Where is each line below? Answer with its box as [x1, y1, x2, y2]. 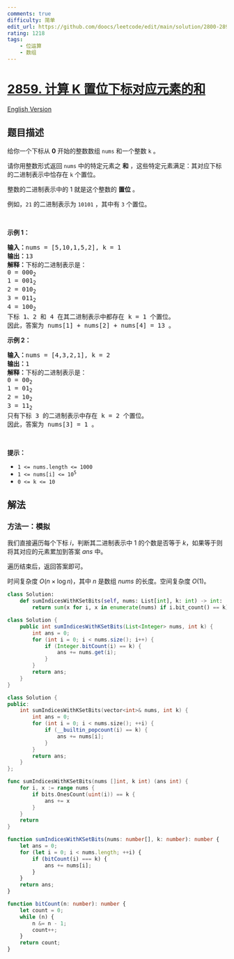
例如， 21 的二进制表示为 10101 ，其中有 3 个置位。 [7, 199, 151, 208]
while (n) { [19, 913, 54, 921]
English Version [7, 105, 52, 113]
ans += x [44, 797, 70, 804]
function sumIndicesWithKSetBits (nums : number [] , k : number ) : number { [7, 836, 219, 843]
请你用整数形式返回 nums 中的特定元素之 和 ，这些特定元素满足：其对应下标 [7, 161, 222, 169]
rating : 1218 [7, 29, 45, 37]
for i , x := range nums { [19, 785, 95, 792]
